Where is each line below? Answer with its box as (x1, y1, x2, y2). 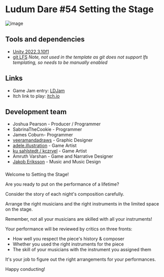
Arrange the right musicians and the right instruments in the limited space (5, 201, 159, 207)
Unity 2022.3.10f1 (12, 48, 49, 54)
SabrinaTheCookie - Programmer (12, 126, 82, 132)
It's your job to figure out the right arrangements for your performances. (5, 256, 156, 262)
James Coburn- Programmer (12, 132, 74, 138)
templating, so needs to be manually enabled (12, 59, 108, 65)
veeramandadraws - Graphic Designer (12, 137, 93, 143)
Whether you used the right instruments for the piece (12, 241, 124, 247)
